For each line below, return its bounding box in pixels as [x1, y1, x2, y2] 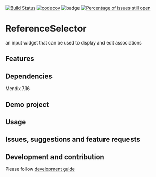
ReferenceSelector [5, 23, 87, 34]
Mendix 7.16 [5, 85, 30, 92]
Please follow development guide [5, 166, 75, 172]
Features [5, 54, 34, 63]
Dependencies [5, 72, 53, 80]
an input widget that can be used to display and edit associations [5, 39, 142, 46]
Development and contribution [5, 152, 105, 161]
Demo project [5, 100, 49, 109]
